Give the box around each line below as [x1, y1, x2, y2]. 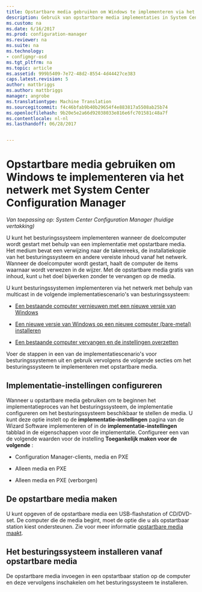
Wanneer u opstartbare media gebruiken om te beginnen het [6, 396, 156, 404]
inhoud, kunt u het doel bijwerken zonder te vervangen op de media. [6, 273, 176, 280]
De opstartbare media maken [6, 494, 117, 504]
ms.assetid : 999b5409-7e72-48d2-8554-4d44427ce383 [6, 71, 136, 77]
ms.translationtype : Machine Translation [6, 98, 112, 104]
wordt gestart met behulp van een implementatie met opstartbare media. [6, 241, 186, 248]
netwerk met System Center [6, 183, 150, 197]
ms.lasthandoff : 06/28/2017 [6, 121, 77, 127]
